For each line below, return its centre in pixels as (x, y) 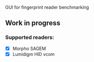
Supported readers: (30, 37)
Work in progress (33, 23)
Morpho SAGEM (29, 48)
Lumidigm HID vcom (33, 54)
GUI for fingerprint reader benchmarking (47, 7)
